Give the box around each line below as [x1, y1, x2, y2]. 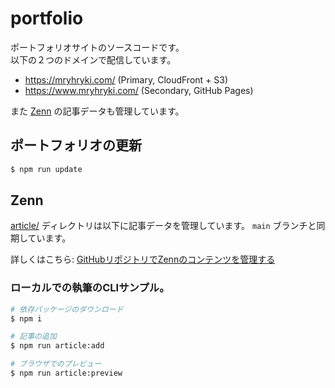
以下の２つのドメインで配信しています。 [10, 53, 177, 66]
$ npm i [10, 313, 43, 324]
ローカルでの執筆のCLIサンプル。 [10, 281, 170, 295]
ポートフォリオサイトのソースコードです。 [10, 41, 185, 53]
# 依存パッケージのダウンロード [10, 304, 124, 314]
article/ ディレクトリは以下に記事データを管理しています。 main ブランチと [10, 220, 317, 232]
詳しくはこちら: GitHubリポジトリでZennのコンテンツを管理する [10, 253, 276, 266]
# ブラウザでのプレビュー [10, 359, 102, 369]
